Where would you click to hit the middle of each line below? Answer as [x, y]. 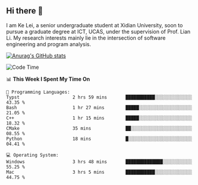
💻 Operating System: [33, 155]
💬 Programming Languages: [38, 92]
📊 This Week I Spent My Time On [48, 79]
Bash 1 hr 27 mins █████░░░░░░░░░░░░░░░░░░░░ [99, 107]
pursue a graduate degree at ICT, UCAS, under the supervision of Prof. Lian [98, 31]
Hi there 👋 [25, 11]
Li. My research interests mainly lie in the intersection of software [86, 38]
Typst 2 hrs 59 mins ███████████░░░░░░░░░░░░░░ [99, 97]
